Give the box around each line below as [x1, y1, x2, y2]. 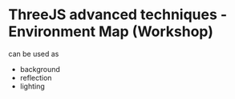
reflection [19, 73, 52, 82]
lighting [19, 81, 46, 91]
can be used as [8, 49, 59, 58]
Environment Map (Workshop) [8, 22, 214, 41]
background [19, 64, 60, 73]
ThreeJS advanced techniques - [8, 6, 228, 24]
